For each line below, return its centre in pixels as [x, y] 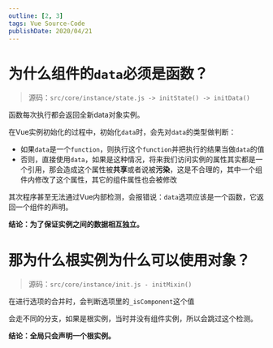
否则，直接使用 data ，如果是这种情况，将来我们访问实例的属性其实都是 [138, 160]
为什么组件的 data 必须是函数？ [108, 73]
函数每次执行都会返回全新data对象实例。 [76, 115]
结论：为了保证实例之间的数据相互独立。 [76, 225]
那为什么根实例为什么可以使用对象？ [130, 260]
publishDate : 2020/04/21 [50, 31]
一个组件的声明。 [44, 207]
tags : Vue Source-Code [47, 24]
